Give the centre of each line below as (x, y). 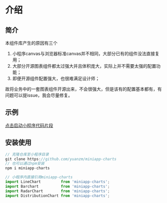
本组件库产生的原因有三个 (31, 43)
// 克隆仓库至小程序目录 (27, 154)
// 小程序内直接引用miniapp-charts (39, 177)
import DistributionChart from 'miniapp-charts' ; (58, 196)
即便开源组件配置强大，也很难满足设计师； (56, 78)
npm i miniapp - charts (28, 168)
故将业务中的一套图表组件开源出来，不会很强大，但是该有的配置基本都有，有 (83, 89)
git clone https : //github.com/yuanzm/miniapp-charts (61, 159)
